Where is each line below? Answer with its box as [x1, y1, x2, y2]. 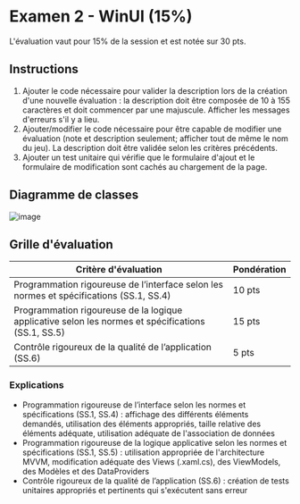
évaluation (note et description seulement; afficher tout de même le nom [21, 132, 288, 144]
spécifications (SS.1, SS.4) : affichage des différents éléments [21, 408, 249, 419]
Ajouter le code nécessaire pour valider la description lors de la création [21, 85, 287, 96]
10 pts [232, 284, 261, 297]
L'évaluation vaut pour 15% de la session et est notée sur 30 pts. [9, 36, 246, 46]
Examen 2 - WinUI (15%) [9, 6, 193, 27]
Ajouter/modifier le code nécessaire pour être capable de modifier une [21, 123, 282, 134]
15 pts [232, 315, 261, 328]
